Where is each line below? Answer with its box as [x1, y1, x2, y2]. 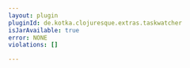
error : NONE [8, 33, 47, 42]
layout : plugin [8, 11, 59, 20]
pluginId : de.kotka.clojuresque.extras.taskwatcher [8, 19, 182, 27]
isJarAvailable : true [8, 26, 80, 34]
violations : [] [8, 41, 59, 49]
